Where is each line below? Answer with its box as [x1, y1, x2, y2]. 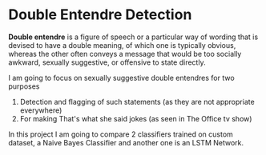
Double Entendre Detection [8, 6, 192, 24]
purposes [8, 81, 40, 91]
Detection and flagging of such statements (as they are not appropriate [19, 97, 255, 106]
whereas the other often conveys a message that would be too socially [8, 49, 242, 58]
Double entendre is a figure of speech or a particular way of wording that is [8, 32, 259, 42]
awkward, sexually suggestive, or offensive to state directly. [8, 58, 206, 67]
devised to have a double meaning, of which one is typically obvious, [8, 40, 236, 50]
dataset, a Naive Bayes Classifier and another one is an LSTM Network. [8, 137, 244, 147]
